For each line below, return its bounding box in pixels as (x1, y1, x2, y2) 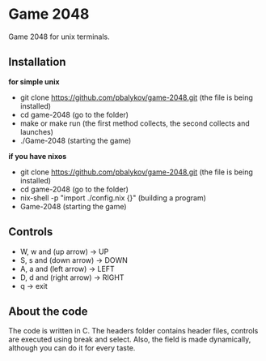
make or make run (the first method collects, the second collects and (19, 118, 250, 128)
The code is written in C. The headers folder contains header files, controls (8, 326, 259, 336)
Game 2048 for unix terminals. (8, 32, 111, 41)
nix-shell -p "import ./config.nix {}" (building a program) (19, 192, 206, 203)
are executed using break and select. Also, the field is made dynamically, (8, 334, 251, 345)
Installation (8, 55, 66, 69)
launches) (19, 127, 54, 136)
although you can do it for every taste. (8, 343, 136, 353)
